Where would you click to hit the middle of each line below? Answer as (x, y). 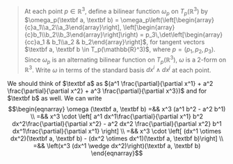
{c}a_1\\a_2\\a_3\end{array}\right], (73, 28)
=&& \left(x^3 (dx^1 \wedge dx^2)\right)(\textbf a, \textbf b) (117, 146)
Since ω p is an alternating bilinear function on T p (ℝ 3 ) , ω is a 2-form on (125, 60)
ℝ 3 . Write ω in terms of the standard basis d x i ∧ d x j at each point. (118, 69)
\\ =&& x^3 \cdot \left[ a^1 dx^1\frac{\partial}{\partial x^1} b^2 (117, 116)
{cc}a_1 (34, 42)
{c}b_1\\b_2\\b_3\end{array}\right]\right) (81, 35)
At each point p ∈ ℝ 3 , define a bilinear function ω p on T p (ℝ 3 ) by (116, 11)
